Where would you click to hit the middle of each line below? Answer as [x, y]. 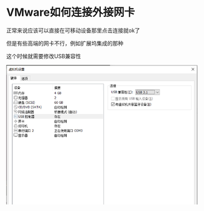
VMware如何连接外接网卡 [71, 12]
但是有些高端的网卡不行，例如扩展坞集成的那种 [65, 43]
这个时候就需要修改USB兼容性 [44, 56]
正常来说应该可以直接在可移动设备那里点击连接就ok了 [73, 30]
